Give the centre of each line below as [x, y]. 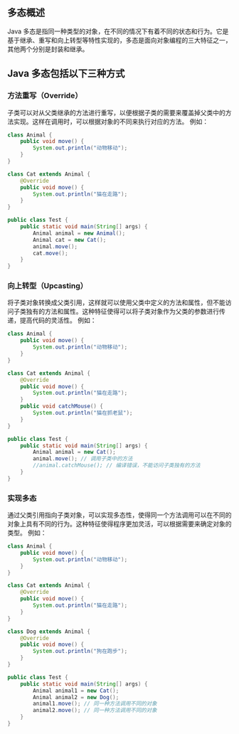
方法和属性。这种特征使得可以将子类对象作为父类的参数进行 [132, 312]
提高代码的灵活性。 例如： [58, 320]
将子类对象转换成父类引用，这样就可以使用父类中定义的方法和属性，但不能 [116, 303]
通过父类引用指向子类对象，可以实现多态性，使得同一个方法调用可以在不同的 [119, 515]
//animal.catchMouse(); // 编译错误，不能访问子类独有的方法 [117, 466]
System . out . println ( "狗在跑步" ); [80, 651]
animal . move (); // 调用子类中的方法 [83, 459]
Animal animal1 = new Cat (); [76, 691]
